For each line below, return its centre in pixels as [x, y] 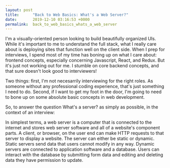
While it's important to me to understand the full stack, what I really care [81, 44]
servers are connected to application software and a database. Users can [82, 149]
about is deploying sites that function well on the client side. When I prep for [85, 49]
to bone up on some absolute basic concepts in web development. [75, 97]
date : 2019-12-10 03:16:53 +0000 [48, 19]
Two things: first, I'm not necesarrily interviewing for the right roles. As [79, 81]
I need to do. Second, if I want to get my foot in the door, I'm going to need [83, 92]
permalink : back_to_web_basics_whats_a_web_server [61, 24]
